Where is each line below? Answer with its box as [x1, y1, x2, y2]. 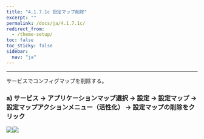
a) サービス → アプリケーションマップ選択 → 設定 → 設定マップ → [6, 93, 197, 102]
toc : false [6, 37, 34, 43]
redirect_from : [6, 25, 45, 32]
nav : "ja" [12, 54, 36, 60]
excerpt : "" [6, 15, 36, 21]
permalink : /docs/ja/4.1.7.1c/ [6, 20, 86, 26]
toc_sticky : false [6, 43, 53, 49]
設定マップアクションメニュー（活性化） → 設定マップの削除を [6, 103, 189, 111]
